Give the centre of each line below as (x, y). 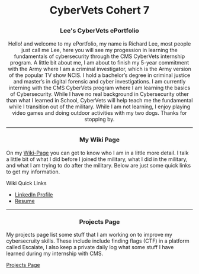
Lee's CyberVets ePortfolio (99, 31)
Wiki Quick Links (26, 183)
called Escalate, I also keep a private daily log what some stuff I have (90, 247)
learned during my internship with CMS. (55, 254)
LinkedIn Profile (34, 194)
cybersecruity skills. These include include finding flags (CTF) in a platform (98, 241)
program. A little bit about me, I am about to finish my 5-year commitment (99, 62)
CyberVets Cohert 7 (99, 10)
